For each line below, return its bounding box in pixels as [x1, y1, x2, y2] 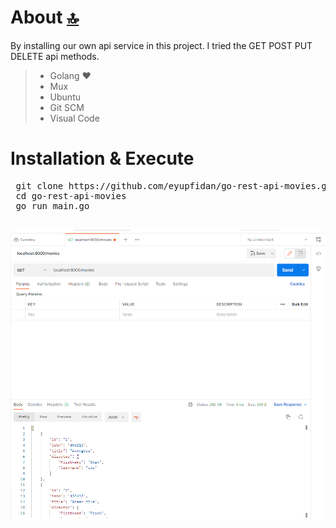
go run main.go [15, 200, 90, 211]
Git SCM [49, 101, 85, 113]
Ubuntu [49, 91, 81, 103]
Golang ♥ [49, 69, 92, 81]
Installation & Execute [10, 147, 195, 170]
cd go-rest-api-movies [15, 190, 127, 201]
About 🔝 [10, 6, 80, 29]
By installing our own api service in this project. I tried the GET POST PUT [10, 39, 313, 51]
